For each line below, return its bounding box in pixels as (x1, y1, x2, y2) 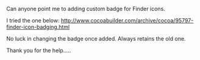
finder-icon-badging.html (6, 24, 70, 30)
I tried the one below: (6, 17, 60, 24)
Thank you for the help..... (6, 47, 71, 54)
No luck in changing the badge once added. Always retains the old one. (6, 35, 186, 42)
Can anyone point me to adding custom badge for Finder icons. (6, 5, 166, 12)
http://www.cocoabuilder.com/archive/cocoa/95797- (60, 17, 194, 24)
